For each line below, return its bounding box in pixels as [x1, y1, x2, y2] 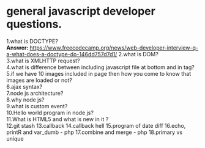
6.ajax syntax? [6, 83, 43, 90]
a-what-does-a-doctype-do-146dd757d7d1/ [6, 50, 117, 57]
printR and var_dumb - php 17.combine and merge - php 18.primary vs [6, 128, 183, 136]
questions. [6, 17, 62, 31]
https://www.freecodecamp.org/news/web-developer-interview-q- [29, 44, 199, 51]
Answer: [6, 44, 29, 51]
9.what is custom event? [6, 102, 68, 109]
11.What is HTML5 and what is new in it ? [6, 115, 109, 123]
